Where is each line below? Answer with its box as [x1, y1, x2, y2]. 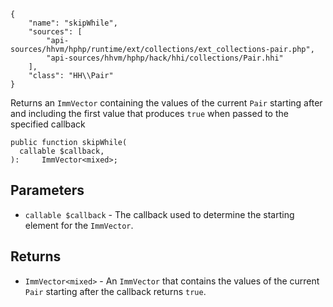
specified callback [10, 118, 86, 130]
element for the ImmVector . [24, 219, 134, 231]
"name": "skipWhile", [28, 18, 118, 28]
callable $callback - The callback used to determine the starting [24, 208, 295, 220]
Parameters [10, 182, 85, 199]
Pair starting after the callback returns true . [24, 285, 207, 297]
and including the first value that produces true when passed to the [10, 108, 289, 119]
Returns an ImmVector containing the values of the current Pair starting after [10, 97, 323, 109]
